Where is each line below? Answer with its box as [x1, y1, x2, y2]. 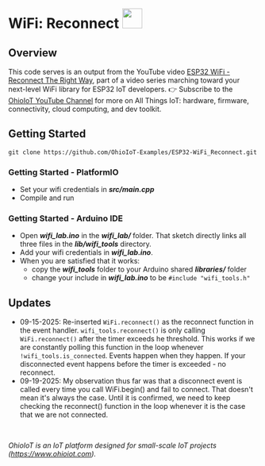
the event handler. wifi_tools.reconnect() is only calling [19, 325, 206, 335]
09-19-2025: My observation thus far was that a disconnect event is [19, 376, 243, 386]
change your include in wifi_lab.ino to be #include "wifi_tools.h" [31, 273, 251, 283]
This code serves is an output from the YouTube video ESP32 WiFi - [8, 67, 230, 76]
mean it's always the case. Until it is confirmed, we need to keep [19, 393, 231, 402]
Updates [8, 296, 52, 310]
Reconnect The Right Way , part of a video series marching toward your [8, 75, 240, 85]
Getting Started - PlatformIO [8, 167, 119, 178]
